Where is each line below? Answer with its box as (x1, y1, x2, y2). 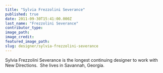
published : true (5, 12, 39, 17)
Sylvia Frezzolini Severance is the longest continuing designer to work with (5, 57, 159, 63)
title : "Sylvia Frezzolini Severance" (5, 7, 85, 12)
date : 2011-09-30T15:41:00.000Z (5, 16, 72, 21)
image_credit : (5, 35, 35, 40)
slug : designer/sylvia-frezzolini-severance (5, 44, 99, 49)
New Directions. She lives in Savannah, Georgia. (5, 62, 105, 68)
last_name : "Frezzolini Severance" (5, 21, 79, 26)
